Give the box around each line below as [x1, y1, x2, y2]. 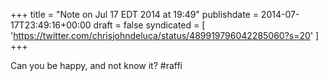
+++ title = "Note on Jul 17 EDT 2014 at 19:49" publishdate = [10, 9, 259, 20]
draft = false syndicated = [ [93, 19, 206, 31]
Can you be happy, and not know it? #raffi [10, 60, 183, 71]
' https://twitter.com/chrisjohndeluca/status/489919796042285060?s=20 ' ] [10, 30, 320, 41]
